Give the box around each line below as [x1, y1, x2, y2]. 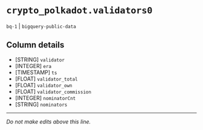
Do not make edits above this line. [6, 118, 91, 125]
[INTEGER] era [14, 62, 52, 69]
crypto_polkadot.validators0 [6, 5, 153, 16]
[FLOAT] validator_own [14, 81, 72, 88]
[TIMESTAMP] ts [14, 69, 57, 76]
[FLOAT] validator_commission [14, 88, 92, 95]
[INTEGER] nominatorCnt [14, 94, 76, 101]
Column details [6, 40, 65, 50]
